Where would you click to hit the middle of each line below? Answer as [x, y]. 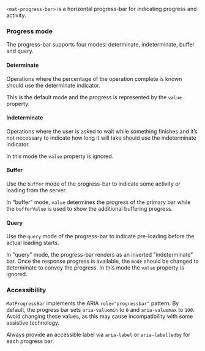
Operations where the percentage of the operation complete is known [94, 78]
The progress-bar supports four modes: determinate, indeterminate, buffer [100, 45]
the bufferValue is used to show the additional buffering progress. [90, 208]
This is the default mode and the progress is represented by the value [94, 97]
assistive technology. [33, 323]
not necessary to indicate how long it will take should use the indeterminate [102, 138]
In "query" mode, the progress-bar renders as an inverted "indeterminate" [100, 255]
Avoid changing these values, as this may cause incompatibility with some [100, 316]
